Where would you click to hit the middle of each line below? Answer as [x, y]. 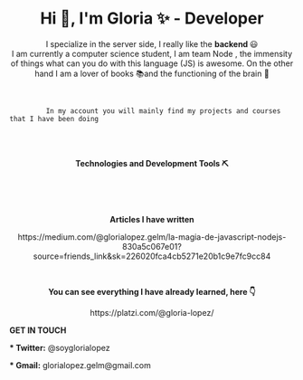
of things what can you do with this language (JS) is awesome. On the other [152, 63]
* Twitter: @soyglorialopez [60, 347]
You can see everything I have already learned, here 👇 [152, 291]
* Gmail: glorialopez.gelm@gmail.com [80, 365]
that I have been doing [54, 119]
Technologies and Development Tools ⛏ [152, 163]
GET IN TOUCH [38, 330]
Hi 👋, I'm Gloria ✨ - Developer [152, 19]
